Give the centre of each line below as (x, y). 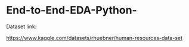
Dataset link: (21, 26)
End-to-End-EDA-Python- (72, 10)
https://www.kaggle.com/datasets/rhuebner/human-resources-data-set (94, 38)
